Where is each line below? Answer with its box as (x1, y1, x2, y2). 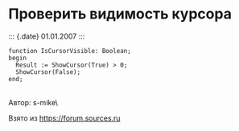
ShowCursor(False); (15, 68, 81, 76)
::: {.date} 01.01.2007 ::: (8, 31, 85, 41)
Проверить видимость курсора (8, 5, 232, 23)
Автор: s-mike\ (8, 97, 59, 107)
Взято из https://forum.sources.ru (8, 113, 121, 123)
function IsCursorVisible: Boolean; (8, 47, 131, 55)
